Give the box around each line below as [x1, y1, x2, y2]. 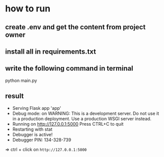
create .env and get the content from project [5, 23, 146, 31]
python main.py [5, 78, 37, 83]
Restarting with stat [12, 126, 53, 132]
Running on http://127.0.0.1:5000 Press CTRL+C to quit [12, 121, 124, 127]
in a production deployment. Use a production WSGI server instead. [12, 115, 152, 122]
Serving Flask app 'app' [12, 105, 61, 111]
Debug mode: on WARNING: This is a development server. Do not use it [12, 110, 160, 116]
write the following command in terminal [5, 64, 134, 73]
